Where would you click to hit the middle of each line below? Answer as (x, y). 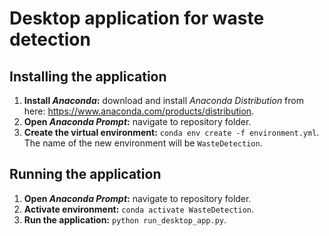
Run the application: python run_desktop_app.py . (125, 219)
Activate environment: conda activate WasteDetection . (139, 209)
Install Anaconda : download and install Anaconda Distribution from (163, 100)
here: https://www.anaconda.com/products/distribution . (139, 111)
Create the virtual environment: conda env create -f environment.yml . (171, 132)
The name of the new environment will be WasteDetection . (143, 143)
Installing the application (88, 76)
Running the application (85, 174)
